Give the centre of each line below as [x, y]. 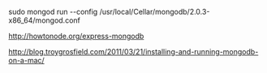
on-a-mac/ [26, 60]
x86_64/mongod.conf [45, 20]
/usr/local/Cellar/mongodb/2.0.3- [155, 12]
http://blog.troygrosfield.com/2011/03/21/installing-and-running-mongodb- [133, 52]
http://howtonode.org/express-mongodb [76, 36]
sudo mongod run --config [53, 12]
